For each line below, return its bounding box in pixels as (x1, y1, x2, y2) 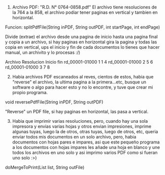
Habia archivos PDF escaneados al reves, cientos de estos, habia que (12, 74, 154, 79)
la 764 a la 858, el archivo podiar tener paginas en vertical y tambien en (12, 9, 158, 15)
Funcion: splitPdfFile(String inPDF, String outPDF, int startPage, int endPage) (5, 24, 160, 30)
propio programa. (12, 90, 48, 95)
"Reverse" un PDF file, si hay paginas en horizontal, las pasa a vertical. (5, 108, 149, 114)
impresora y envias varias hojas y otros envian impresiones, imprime (12, 123, 152, 129)
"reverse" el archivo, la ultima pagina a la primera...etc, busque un (12, 79, 147, 85)
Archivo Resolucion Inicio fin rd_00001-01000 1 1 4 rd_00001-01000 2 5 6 (5, 59, 153, 65)
